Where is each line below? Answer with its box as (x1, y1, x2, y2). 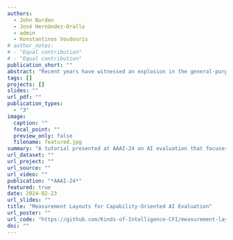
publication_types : (7, 100, 64, 107)
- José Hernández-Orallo (13, 23, 85, 30)
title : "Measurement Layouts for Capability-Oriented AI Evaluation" (7, 203, 213, 210)
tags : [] (7, 74, 33, 82)
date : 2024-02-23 (7, 190, 58, 197)
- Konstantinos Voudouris (13, 36, 89, 43)
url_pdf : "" (7, 94, 42, 101)
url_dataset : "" (7, 151, 54, 159)
